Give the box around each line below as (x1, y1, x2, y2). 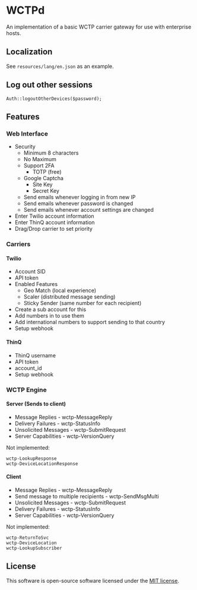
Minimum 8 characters (23, 149, 79, 156)
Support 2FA (23, 162, 55, 170)
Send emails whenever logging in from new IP (23, 194, 136, 201)
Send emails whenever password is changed (23, 200, 134, 207)
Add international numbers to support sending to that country (14, 319, 165, 326)
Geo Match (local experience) (23, 287, 97, 294)
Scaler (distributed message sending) (23, 293, 116, 300)
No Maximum (23, 156, 56, 163)
